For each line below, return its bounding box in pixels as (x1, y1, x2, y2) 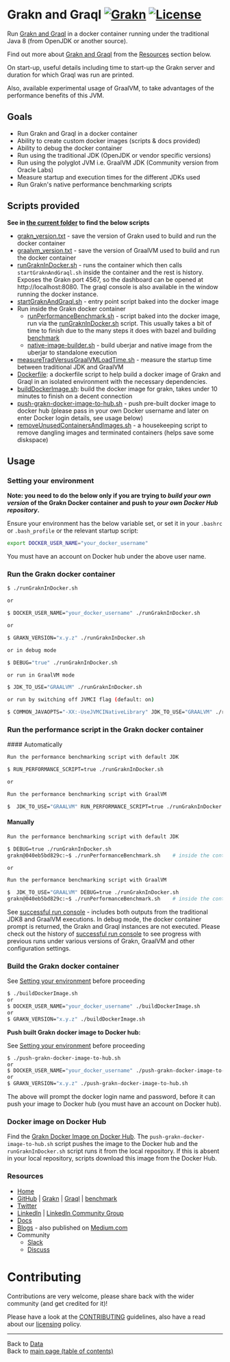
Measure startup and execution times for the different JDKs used (16, 173, 201, 181)
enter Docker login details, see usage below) (16, 413, 144, 422)
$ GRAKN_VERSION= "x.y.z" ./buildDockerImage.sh (7, 1015, 146, 1023)
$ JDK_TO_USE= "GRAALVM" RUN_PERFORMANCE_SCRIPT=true (7, 803, 164, 810)
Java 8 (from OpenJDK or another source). (7, 36, 128, 45)
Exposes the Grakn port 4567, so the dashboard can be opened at (16, 275, 203, 284)
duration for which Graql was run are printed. (7, 71, 135, 79)
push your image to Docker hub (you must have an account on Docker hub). (7, 1100, 221, 1108)
